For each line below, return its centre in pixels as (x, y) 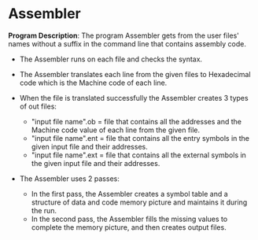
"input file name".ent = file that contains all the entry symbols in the (140, 138)
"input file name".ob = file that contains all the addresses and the (136, 121)
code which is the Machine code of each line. (93, 83)
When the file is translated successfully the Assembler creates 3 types (134, 98)
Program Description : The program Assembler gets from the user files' (124, 35)
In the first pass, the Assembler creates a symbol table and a (129, 194)
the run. (44, 210)
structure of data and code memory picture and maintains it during (139, 202)
